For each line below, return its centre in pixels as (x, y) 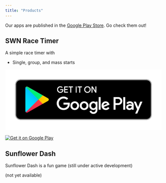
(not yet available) (24, 175)
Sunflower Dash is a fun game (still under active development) (69, 166)
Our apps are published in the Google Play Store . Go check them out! (76, 25)
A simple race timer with (30, 53)
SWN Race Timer (32, 41)
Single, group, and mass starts (44, 63)
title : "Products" (24, 10)
